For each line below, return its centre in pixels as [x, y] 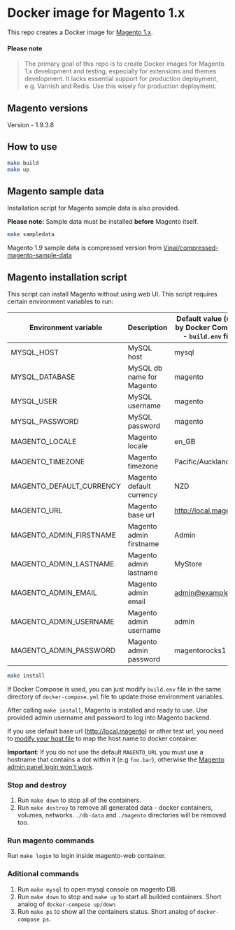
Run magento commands [51, 840]
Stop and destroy [37, 785]
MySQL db [145, 369]
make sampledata [31, 235]
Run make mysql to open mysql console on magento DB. [97, 889]
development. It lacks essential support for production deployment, [121, 79]
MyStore [188, 564]
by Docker [193, 328]
